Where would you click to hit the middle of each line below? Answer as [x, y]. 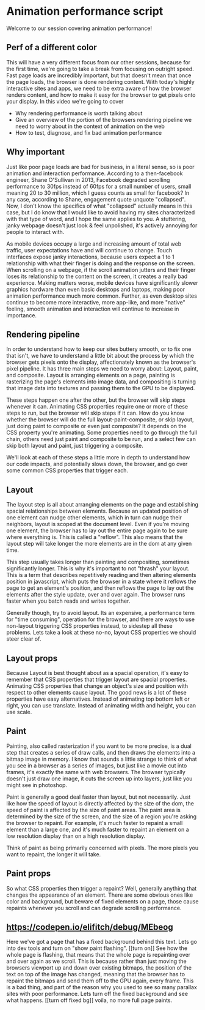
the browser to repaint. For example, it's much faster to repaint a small [95, 823]
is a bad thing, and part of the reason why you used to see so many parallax [102, 987]
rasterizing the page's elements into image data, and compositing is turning [101, 382]
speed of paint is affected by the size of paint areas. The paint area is [94, 810]
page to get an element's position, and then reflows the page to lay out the [100, 588]
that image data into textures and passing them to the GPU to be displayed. [101, 388]
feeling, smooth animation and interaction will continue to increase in [93, 309]
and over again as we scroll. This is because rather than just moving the [97, 961]
